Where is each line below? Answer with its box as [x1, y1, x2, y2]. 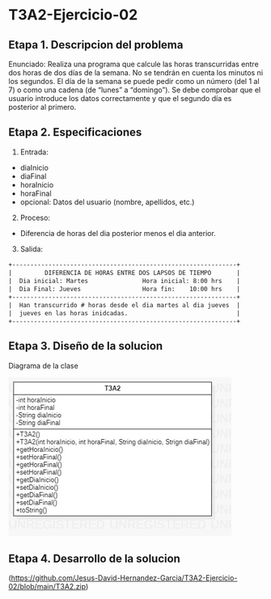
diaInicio [19, 162, 49, 172]
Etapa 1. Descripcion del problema [8, 38, 184, 52]
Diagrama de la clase [8, 361, 78, 370]
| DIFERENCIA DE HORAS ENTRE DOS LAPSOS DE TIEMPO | [8, 268, 241, 276]
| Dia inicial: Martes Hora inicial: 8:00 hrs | [8, 276, 241, 285]
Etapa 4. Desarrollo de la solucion [8, 552, 180, 566]
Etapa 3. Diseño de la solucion [8, 340, 163, 353]
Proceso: [19, 213, 51, 222]
